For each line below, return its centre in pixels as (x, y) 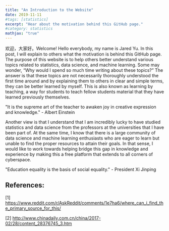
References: (25, 185)
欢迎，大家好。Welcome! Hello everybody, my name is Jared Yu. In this (79, 48)
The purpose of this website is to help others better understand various (79, 59)
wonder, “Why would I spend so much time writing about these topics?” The (84, 70)
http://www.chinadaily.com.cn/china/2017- (57, 218)
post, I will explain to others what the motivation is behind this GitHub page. (84, 54)
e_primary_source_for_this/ (33, 208)
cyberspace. (18, 159)
